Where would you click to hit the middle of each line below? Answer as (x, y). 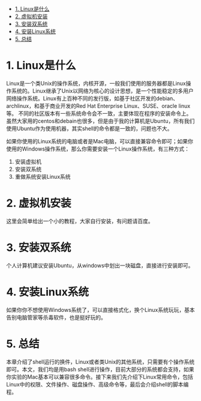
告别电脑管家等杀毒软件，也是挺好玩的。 (56, 317)
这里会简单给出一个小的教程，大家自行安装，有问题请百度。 (80, 221)
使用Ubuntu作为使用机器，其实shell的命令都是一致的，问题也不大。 (89, 128)
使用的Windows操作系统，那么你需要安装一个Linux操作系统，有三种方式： (98, 149)
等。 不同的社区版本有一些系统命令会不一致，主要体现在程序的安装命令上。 (99, 113)
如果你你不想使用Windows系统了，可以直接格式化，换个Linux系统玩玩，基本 (100, 309)
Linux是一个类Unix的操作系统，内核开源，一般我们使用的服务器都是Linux (96, 83)
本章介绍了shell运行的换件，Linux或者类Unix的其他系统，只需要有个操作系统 (100, 362)
